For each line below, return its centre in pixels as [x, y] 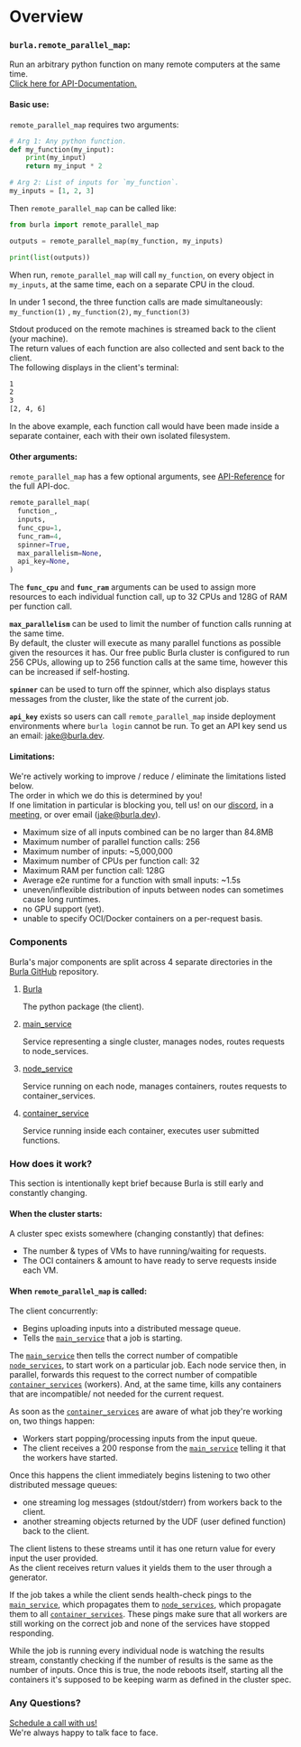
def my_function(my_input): [62, 149]
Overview [46, 17]
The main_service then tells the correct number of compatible [124, 1356]
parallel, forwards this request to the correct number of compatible [133, 1375]
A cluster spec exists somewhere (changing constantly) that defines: [137, 1234]
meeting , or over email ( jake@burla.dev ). [85, 815]
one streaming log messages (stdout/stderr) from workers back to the [152, 1502]
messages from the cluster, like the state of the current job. [119, 699]
